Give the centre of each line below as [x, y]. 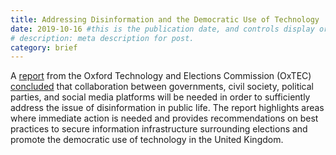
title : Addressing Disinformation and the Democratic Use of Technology [165, 19]
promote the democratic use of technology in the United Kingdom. [147, 140]
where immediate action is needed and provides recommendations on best [164, 118]
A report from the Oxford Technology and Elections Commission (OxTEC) [161, 76]
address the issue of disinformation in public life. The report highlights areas [167, 108]
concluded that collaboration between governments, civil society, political [162, 87]
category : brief [44, 47]
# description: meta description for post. [102, 38]
